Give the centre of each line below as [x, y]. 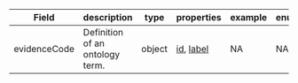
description [108, 17]
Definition [103, 32]
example [249, 17]
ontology [102, 54]
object [155, 49]
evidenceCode [44, 49]
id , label [192, 49]
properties [199, 17]
